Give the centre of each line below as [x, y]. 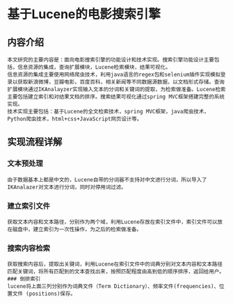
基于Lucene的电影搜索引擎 [84, 14]
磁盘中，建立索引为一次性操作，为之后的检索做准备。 [77, 229]
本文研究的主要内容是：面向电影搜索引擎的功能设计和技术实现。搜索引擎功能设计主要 [111, 60]
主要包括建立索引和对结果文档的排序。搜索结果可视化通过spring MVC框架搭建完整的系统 [116, 97]
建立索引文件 [29, 206]
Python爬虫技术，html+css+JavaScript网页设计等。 [75, 119]
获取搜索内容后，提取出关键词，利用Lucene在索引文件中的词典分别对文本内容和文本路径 [115, 264]
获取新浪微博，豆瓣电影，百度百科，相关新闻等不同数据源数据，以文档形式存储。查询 [121, 82]
